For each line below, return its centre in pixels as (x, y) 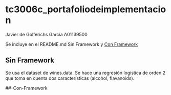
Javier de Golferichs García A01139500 (47, 34)
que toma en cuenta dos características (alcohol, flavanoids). (70, 78)
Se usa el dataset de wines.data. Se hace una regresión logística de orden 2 (85, 73)
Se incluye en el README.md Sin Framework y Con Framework (72, 44)
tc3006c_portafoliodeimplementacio (86, 9)
